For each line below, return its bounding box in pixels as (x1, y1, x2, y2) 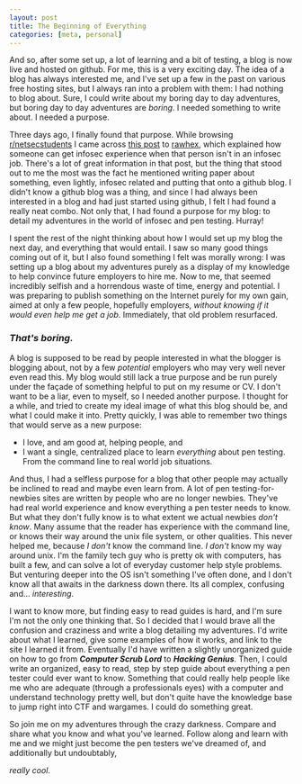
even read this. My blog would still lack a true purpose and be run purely (9, 371, 278, 383)
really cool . (9, 764, 51, 775)
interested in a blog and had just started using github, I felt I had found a (9, 196, 277, 207)
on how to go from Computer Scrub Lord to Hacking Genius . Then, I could (9, 653, 288, 664)
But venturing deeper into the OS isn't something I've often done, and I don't (9, 569, 292, 580)
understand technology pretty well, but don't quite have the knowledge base (9, 691, 293, 702)
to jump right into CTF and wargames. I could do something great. (9, 701, 253, 712)
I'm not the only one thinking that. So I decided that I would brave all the (9, 615, 276, 626)
